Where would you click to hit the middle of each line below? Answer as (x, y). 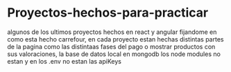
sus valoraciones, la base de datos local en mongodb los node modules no (114, 54)
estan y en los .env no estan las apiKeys (64, 61)
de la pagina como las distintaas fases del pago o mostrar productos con (111, 46)
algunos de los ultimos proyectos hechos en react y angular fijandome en (112, 32)
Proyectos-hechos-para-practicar (108, 13)
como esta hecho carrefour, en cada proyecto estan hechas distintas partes (115, 39)
